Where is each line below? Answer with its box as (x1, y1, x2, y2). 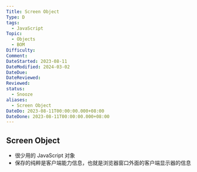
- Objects (11, 36, 35, 42)
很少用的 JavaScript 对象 (14, 152, 75, 159)
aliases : (6, 97, 28, 103)
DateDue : (6, 69, 28, 75)
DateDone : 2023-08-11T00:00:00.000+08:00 (6, 113, 110, 119)
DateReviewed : (6, 75, 41, 81)
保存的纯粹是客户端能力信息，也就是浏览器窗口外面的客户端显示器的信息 (14, 160, 191, 167)
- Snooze (11, 91, 33, 97)
